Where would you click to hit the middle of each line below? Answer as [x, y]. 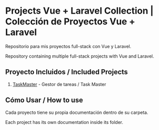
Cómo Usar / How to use [44, 100]
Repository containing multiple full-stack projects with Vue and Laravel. [80, 56]
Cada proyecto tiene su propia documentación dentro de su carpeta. [77, 112]
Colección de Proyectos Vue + [70, 21]
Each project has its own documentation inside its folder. [64, 122]
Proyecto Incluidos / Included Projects [67, 72]
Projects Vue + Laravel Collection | [79, 11]
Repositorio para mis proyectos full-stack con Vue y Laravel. [68, 46]
